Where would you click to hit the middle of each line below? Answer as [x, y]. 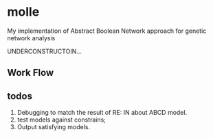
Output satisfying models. [54, 127]
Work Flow [31, 73]
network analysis [31, 38]
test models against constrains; [61, 120]
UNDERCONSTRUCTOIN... [45, 51]
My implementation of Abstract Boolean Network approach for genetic [107, 31]
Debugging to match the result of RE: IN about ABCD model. [102, 113]
